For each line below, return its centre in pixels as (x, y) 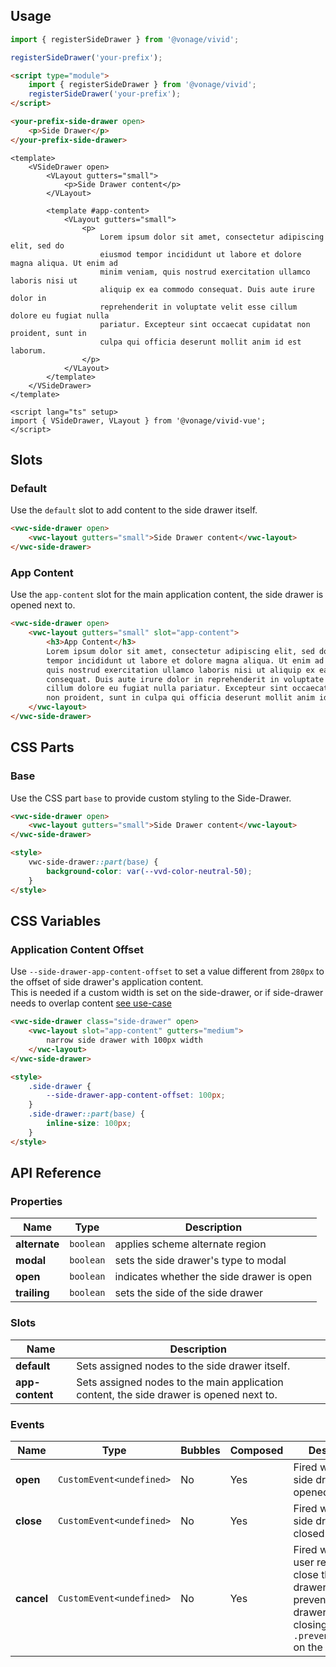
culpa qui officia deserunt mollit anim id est (200, 342)
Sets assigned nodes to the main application (180, 1382)
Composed (256, 1450)
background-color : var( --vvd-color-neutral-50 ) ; (149, 871)
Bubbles (200, 1450)
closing (310, 1624)
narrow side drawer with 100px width (124, 1040)
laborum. (28, 350)
